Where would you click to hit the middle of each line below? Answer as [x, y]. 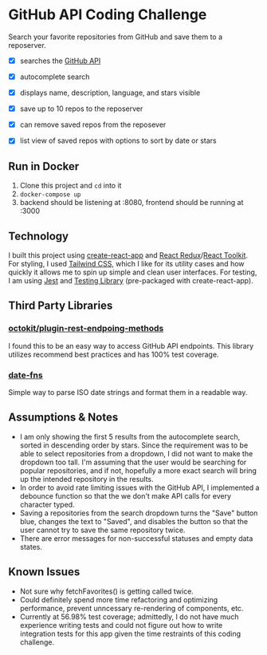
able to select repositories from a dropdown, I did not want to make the [136, 453]
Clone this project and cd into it [71, 186]
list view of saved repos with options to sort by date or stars [118, 140]
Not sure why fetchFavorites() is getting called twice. [106, 591]
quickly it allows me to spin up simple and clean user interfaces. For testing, [133, 272]
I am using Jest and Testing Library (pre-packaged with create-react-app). [131, 280]
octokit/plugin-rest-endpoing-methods [86, 329]
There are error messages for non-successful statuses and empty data [136, 538]
